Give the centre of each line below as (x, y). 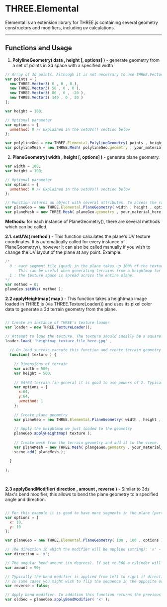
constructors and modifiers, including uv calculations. (60, 27)
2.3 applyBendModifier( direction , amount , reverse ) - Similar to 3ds (78, 489)
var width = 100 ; (23, 166)
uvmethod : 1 (31, 401)
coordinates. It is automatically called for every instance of (65, 241)
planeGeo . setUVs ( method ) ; (34, 289)
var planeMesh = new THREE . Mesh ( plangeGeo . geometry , (72, 447)
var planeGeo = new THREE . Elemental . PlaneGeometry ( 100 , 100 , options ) (84, 540)
